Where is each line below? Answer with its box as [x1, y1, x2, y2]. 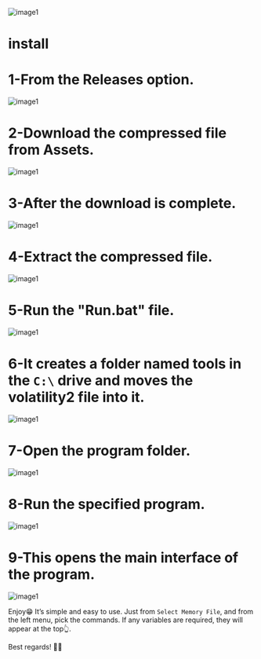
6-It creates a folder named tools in [8, 355, 241, 373]
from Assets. [8, 141, 94, 159]
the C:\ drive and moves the [8, 372, 194, 390]
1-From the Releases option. [8, 71, 194, 89]
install [8, 35, 49, 53]
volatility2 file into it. [8, 389, 145, 406]
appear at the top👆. [8, 624, 72, 633]
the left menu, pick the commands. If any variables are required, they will [8, 615, 243, 624]
